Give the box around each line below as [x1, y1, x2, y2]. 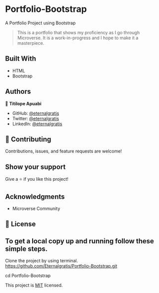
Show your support [5, 162, 66, 171]
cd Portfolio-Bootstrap [5, 273, 51, 279]
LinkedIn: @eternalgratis [12, 121, 62, 127]
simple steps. [5, 244, 48, 253]
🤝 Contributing [5, 135, 52, 144]
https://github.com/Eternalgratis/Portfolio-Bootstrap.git [5, 263, 117, 269]
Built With [5, 55, 36, 63]
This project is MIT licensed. [5, 282, 63, 289]
